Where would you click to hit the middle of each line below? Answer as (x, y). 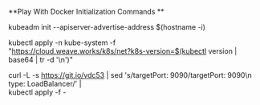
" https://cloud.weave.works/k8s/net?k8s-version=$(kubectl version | (123, 51)
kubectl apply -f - (37, 92)
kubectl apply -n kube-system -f (62, 42)
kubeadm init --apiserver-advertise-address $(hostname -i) (107, 27)
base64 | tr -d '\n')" (41, 60)
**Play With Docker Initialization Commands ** (86, 12)
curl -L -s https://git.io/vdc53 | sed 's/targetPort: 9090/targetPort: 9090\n (130, 75)
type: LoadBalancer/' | (45, 84)
